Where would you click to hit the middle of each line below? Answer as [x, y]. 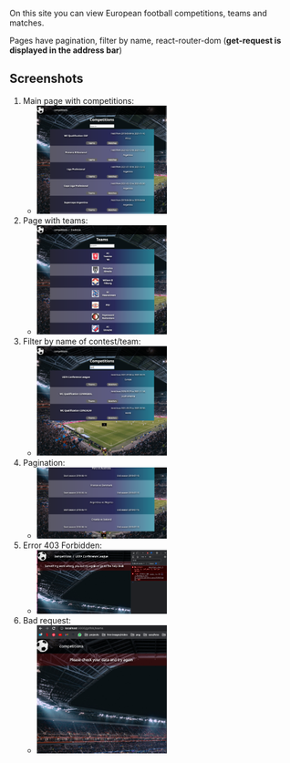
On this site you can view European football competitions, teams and [138, 13]
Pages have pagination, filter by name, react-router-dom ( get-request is [145, 41]
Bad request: [47, 621]
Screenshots [47, 79]
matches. [27, 23]
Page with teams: [55, 221]
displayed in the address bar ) [66, 50]
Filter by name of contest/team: [82, 341]
